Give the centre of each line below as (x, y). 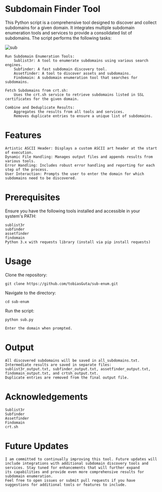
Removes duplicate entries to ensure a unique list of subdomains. (83, 116)
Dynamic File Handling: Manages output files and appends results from (79, 157)
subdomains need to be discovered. (41, 178)
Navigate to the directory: (31, 293)
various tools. (20, 161)
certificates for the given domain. (42, 99)
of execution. (19, 152)
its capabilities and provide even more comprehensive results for (75, 472)
